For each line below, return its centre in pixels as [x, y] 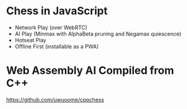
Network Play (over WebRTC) [51, 27]
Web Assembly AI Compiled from [90, 71]
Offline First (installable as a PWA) [57, 46]
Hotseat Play [30, 40]
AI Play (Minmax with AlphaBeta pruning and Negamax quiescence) [98, 33]
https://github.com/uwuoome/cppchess [55, 99]
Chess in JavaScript [57, 11]
